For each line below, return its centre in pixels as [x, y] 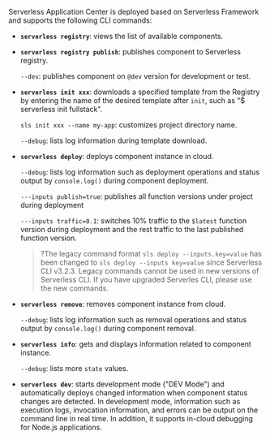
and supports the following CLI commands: [80, 20]
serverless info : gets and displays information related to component [135, 344]
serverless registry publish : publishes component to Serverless [131, 52]
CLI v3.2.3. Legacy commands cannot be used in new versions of [150, 271]
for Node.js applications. [61, 427]
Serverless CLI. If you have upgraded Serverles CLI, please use [146, 280]
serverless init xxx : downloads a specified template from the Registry [140, 92]
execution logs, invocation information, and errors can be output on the [139, 410]
